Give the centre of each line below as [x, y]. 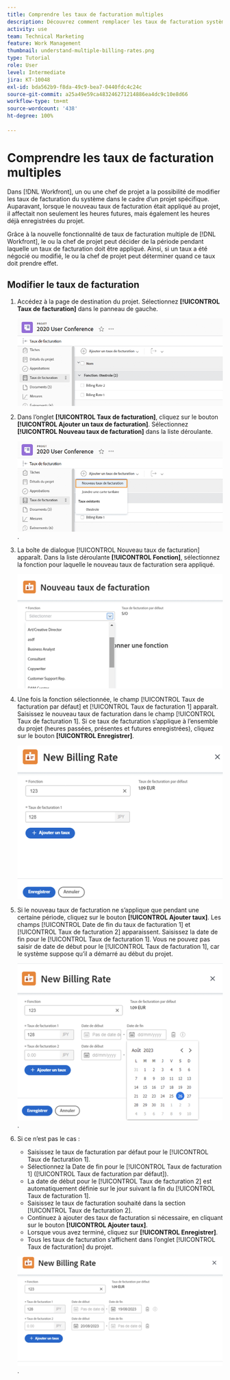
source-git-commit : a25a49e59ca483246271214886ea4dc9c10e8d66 [98, 94]
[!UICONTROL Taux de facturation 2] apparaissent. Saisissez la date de [117, 932]
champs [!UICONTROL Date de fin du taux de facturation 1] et [104, 924]
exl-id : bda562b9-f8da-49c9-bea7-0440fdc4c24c [75, 87]
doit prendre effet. [33, 263]
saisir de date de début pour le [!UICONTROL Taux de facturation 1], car [118, 946]
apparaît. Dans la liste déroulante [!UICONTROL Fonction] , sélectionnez [118, 557]
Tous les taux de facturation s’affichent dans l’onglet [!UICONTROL [121, 1240]
